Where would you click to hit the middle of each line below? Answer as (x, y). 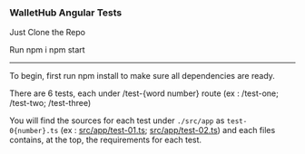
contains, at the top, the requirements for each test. (106, 140)
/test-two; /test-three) (50, 103)
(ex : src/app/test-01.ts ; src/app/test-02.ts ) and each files (168, 130)
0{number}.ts (34, 131)
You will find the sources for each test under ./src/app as (117, 120)
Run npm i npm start (47, 50)
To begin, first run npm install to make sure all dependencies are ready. (142, 76)
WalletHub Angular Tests (66, 13)
